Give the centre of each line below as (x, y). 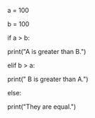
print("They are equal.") (42, 107)
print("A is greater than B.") (47, 52)
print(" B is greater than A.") (48, 79)
